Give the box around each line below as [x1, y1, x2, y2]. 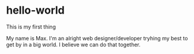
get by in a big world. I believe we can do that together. [6, 41, 141, 48]
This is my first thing [6, 23, 56, 30]
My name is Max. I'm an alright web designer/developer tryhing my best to [6, 34, 188, 42]
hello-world [6, 4, 65, 17]
